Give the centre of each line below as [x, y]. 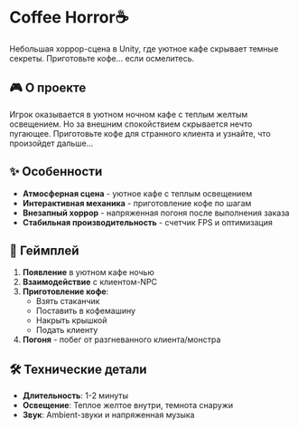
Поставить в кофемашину [86, 311]
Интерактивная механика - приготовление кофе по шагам [137, 203]
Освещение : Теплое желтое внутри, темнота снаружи [128, 405]
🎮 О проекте [48, 88]
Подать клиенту [67, 330]
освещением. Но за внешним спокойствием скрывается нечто [131, 124]
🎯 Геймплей [44, 250]
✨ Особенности [56, 172]
